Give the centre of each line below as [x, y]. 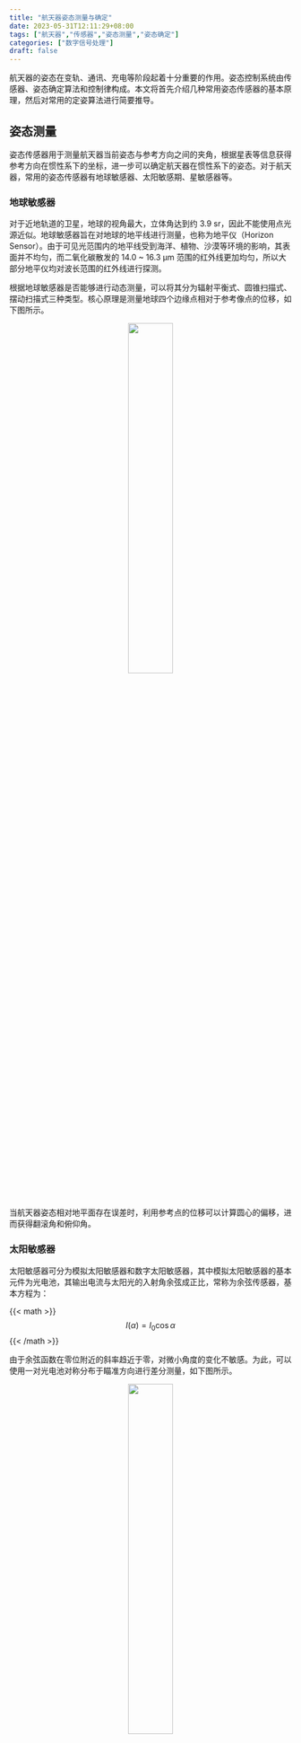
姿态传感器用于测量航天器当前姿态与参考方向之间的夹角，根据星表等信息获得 [150, 154]
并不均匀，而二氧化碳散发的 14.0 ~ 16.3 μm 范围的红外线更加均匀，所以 [148, 258]
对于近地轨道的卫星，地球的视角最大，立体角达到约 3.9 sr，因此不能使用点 [146, 224]
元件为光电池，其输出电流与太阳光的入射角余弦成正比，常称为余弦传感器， [146, 1281]
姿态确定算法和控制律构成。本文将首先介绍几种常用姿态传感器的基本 [158, 89]
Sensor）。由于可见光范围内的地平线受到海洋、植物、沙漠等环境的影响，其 [146, 246]
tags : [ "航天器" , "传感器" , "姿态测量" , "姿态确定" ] [94, 34]
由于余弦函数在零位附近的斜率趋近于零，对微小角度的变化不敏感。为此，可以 [150, 1360]
